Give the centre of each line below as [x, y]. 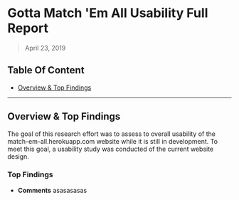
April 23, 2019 [45, 48]
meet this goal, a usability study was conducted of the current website [111, 149]
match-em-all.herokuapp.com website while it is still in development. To [113, 141]
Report [28, 28]
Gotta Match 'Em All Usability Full [108, 13]
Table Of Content [46, 70]
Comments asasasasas [52, 190]
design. [18, 156]
